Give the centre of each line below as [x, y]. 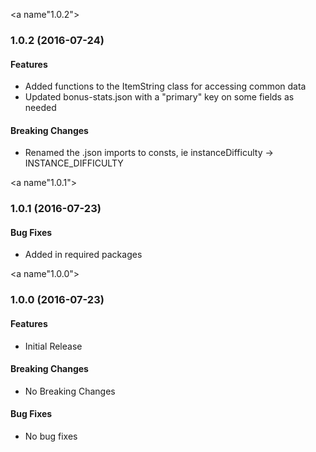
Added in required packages [83, 255]
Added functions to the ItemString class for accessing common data [165, 86]
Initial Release [53, 346]
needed [40, 108]
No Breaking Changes [70, 391]
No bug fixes [51, 436]
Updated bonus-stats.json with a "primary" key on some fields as [159, 97]
